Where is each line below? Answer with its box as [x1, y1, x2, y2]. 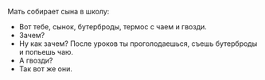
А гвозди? [18, 55, 53, 65]
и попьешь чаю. [18, 48, 73, 56]
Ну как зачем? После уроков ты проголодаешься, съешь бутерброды [18, 39, 258, 48]
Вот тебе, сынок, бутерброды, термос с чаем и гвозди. [18, 22, 208, 31]
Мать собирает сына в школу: [7, 7, 110, 16]
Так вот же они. [18, 64, 73, 74]
